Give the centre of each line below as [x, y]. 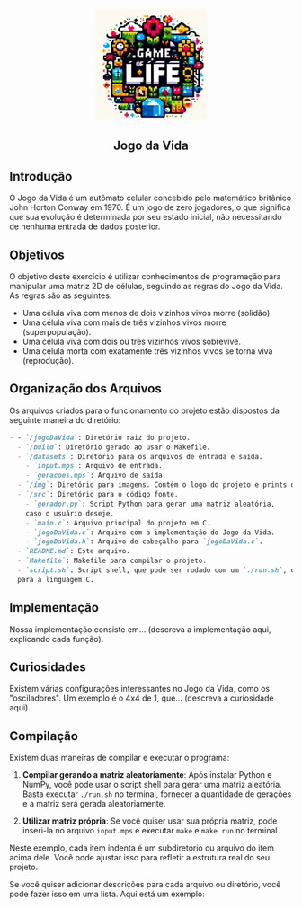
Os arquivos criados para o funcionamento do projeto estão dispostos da [145, 410]
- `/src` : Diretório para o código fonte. [98, 495]
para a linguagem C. [56, 579]
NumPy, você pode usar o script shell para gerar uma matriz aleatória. [152, 785]
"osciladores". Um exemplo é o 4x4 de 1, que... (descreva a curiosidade [142, 698]
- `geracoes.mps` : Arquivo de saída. [96, 476]
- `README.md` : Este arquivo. [74, 551]
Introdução [41, 176]
